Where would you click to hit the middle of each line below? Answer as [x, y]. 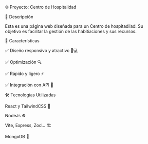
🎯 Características [22, 41]
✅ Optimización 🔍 [23, 62]
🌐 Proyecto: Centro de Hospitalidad [41, 7]
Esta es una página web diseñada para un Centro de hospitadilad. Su [74, 26]
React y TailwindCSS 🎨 [28, 106]
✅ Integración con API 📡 [29, 85]
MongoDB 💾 [17, 136]
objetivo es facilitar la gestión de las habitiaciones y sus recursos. [71, 31]
